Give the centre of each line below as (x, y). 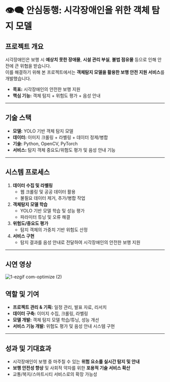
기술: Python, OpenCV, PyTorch (45, 143)
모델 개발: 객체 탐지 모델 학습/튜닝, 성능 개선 (56, 320)
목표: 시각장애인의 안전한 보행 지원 (47, 89)
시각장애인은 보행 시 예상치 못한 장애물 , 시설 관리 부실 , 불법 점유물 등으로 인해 (81, 59)
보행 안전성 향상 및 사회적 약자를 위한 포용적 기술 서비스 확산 (71, 368)
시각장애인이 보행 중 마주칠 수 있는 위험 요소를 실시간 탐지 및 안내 (76, 362)
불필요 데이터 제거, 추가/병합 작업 (53, 198)
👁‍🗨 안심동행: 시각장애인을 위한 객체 (77, 10)
